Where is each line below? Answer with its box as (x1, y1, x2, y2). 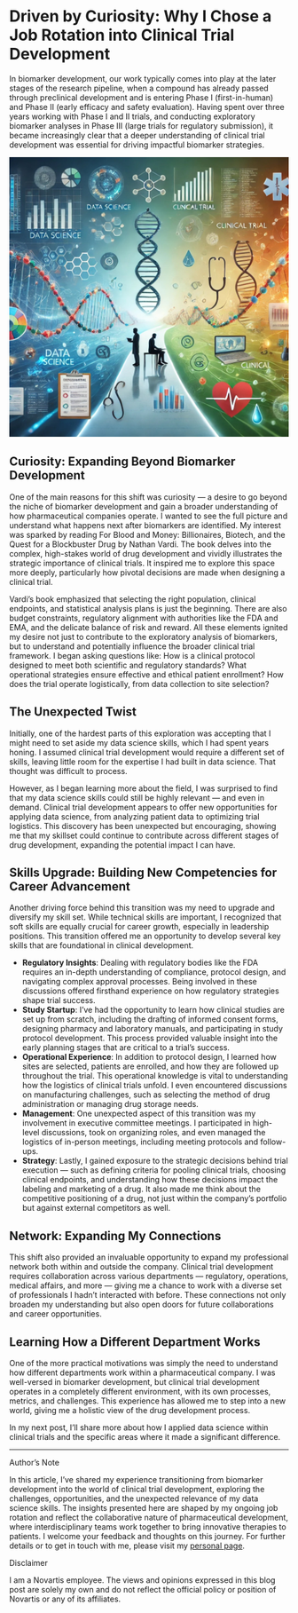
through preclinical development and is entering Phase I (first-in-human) (9, 91, 274, 103)
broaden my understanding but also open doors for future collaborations (9, 1299, 274, 1310)
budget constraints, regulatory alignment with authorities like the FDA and (9, 613, 278, 623)
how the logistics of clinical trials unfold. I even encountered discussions (21, 1080, 287, 1091)
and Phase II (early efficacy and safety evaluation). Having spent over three (9, 101, 286, 112)
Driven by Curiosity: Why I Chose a (9, 6, 272, 27)
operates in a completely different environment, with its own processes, (9, 1387, 271, 1396)
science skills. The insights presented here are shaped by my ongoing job (9, 1503, 278, 1513)
